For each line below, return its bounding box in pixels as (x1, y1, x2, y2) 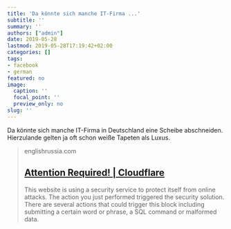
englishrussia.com (24, 146, 77, 155)
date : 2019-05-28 (7, 36, 57, 43)
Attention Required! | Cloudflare (24, 167, 165, 179)
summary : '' (7, 23, 41, 30)
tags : (7, 56, 23, 62)
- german (7, 68, 33, 75)
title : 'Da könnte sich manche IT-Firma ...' (7, 10, 140, 17)
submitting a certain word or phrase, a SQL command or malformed (24, 207, 217, 216)
